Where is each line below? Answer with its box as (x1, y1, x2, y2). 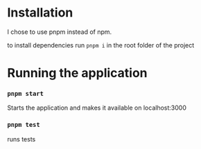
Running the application (7, 66, 148, 81)
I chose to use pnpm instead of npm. (7, 28, 112, 36)
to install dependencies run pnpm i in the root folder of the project (7, 41, 195, 49)
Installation (7, 5, 73, 21)
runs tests (7, 135, 36, 143)
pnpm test (7, 121, 40, 129)
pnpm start (7, 90, 44, 98)
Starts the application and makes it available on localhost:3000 (7, 103, 187, 112)
